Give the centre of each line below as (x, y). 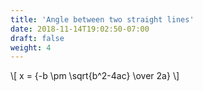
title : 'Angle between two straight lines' (102, 19)
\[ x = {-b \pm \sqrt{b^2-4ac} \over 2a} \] (95, 76)
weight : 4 (31, 47)
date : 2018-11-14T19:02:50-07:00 (80, 29)
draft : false (37, 38)
